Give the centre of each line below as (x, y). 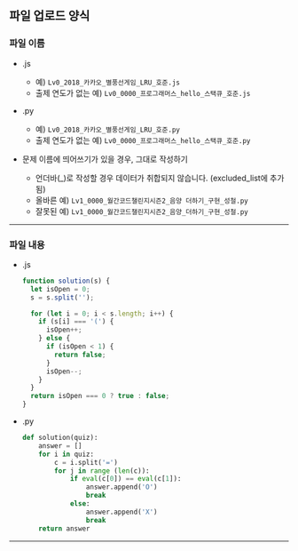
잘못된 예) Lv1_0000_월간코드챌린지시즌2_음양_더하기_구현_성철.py (141, 211)
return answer (64, 528)
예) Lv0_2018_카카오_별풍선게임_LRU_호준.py (107, 129)
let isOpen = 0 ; (60, 289)
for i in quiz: (67, 454)
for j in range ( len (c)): (102, 471)
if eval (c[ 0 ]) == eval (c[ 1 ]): (125, 479)
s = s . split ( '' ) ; (63, 297)
